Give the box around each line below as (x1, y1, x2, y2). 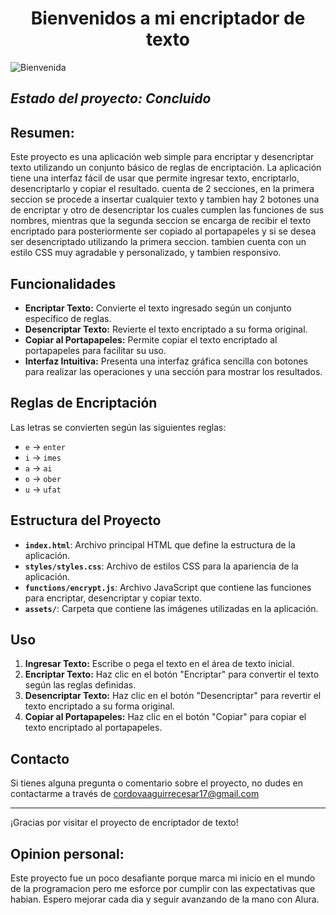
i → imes (24, 451, 62, 463)
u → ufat (24, 483, 62, 495)
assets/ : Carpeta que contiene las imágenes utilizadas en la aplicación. (24, 602, 319, 614)
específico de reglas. (24, 312, 112, 324)
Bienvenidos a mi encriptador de (30, 7, 306, 30)
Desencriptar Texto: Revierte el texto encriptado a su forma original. (24, 323, 308, 335)
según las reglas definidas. (24, 679, 137, 691)
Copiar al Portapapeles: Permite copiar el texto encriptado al (24, 333, 278, 346)
